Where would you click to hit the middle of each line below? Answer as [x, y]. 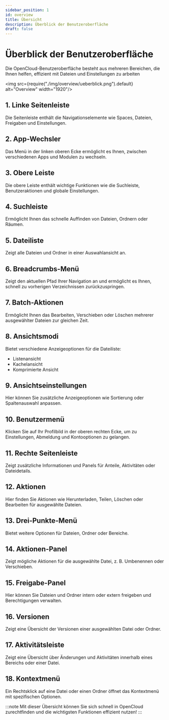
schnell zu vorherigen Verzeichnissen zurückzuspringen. [65, 286]
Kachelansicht [28, 364]
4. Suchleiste [27, 207]
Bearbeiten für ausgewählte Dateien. [44, 504]
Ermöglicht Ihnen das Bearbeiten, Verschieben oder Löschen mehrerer [80, 315]
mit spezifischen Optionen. [34, 696]
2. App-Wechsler [33, 139]
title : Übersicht [24, 19]
